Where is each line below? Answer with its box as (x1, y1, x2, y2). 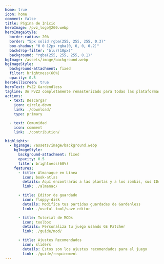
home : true (5, 7, 27, 12)
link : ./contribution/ (14, 130, 60, 134)
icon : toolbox (22, 220, 51, 225)
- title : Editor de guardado (18, 193, 78, 198)
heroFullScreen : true (5, 80, 49, 85)
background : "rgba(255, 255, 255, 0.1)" (9, 52, 93, 58)
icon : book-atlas (22, 175, 58, 180)
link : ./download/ (14, 107, 51, 112)
